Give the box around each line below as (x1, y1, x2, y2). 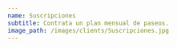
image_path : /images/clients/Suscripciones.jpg (7, 26, 170, 34)
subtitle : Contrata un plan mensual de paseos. (7, 19, 170, 27)
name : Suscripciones (7, 11, 77, 20)
